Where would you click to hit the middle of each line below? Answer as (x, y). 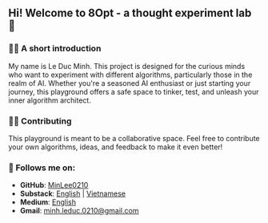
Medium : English (48, 202)
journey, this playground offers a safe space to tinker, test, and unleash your (134, 91)
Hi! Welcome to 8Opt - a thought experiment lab (130, 13)
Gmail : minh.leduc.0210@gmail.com (79, 211)
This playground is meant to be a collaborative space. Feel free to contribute (134, 138)
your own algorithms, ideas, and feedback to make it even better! (116, 147)
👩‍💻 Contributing (40, 121)
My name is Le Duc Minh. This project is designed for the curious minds (127, 66)
